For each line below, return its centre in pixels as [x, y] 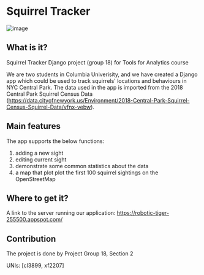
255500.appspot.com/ [35, 220]
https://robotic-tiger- [143, 213]
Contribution [31, 238]
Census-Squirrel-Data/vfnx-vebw [49, 107]
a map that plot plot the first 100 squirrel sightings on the [87, 172]
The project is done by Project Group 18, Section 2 [70, 254]
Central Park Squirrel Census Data [50, 94]
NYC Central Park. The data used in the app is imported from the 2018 [95, 87]
